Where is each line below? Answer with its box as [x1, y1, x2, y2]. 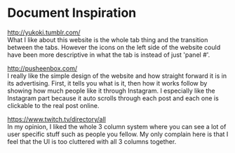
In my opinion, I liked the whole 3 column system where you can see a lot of [7, 122, 227, 131]
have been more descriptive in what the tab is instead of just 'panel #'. [7, 51, 210, 59]
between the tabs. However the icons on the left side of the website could [7, 43, 221, 51]
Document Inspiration [7, 5, 137, 21]
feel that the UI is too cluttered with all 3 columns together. [7, 137, 177, 145]
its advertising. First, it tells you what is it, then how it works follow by [7, 79, 208, 87]
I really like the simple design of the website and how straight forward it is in [7, 72, 227, 80]
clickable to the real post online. [7, 101, 100, 109]
